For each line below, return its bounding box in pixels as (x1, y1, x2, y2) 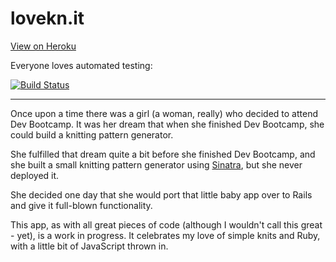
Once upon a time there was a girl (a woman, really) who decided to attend (10, 107, 318, 119)
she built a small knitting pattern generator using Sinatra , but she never (10, 158, 303, 171)
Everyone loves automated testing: (10, 59, 153, 71)
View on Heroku (10, 40, 77, 52)
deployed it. (10, 169, 60, 181)
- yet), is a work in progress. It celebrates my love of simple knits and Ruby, (10, 229, 321, 241)
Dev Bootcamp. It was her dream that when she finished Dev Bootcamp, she (10, 118, 325, 130)
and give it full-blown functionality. (10, 199, 153, 211)
